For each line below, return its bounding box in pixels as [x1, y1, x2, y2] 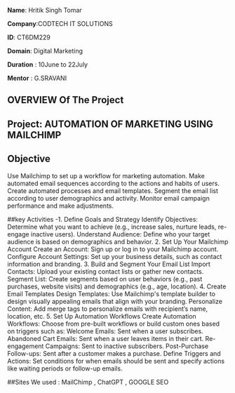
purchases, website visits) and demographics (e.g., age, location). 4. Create [7, 282, 227, 291]
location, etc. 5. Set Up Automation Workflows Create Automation [7, 312, 196, 320]
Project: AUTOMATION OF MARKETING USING [7, 118, 214, 130]
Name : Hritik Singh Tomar [7, 6, 82, 14]
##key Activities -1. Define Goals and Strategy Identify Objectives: [7, 215, 199, 223]
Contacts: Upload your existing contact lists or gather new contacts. [7, 267, 204, 276]
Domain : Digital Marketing [7, 47, 83, 55]
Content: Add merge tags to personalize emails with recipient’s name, [7, 305, 208, 313]
